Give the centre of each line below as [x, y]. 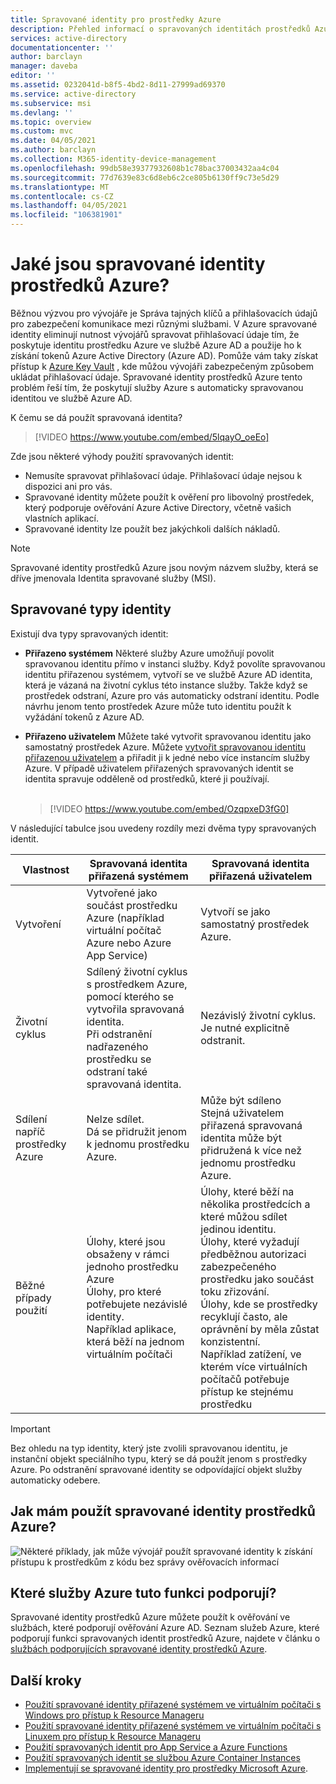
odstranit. [223, 1040]
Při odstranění [119, 1034]
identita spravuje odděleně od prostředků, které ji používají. [147, 778]
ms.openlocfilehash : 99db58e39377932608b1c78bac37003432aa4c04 [145, 168]
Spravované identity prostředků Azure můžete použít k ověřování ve [150, 1617]
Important [30, 1428]
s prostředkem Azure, [137, 984]
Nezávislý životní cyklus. [258, 1015]
